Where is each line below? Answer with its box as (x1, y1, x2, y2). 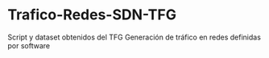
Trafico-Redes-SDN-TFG (7, 6, 176, 24)
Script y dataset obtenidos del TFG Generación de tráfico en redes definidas (7, 32, 261, 42)
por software (7, 40, 50, 50)
